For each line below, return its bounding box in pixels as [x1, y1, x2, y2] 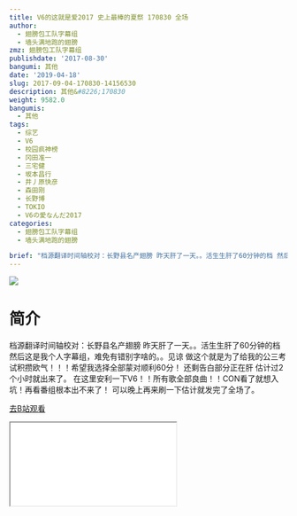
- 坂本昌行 [17, 169, 52, 178]
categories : [9, 219, 53, 228]
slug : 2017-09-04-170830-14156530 [9, 79, 137, 88]
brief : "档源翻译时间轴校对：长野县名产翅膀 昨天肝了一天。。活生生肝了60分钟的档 [9, 252, 274, 261]
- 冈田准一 [17, 152, 52, 162]
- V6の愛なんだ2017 [17, 210, 82, 220]
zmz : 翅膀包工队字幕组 [9, 46, 82, 55]
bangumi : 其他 [9, 63, 59, 72]
